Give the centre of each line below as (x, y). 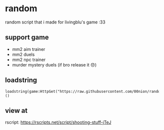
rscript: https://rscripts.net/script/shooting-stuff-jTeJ (58, 122)
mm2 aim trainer (29, 49)
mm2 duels (23, 54)
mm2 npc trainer (29, 60)
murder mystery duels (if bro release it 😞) (54, 65)
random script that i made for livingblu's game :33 (55, 22)
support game (27, 37)
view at (16, 110)
